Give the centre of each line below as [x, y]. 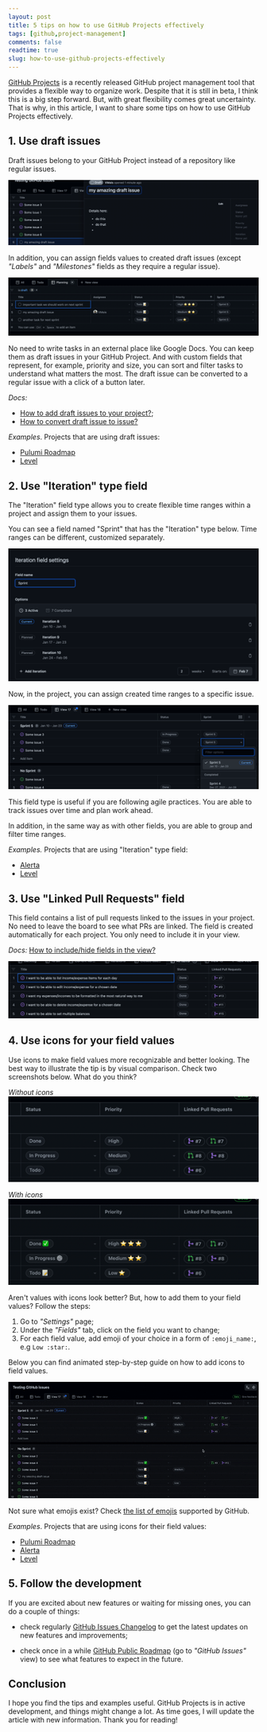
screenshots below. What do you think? [73, 1076]
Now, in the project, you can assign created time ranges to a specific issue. [131, 694]
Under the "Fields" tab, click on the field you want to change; [120, 1330]
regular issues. [33, 169]
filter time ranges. [37, 835]
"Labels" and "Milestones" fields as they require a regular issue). [114, 267]
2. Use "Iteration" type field [78, 486]
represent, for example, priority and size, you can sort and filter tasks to [126, 365]
